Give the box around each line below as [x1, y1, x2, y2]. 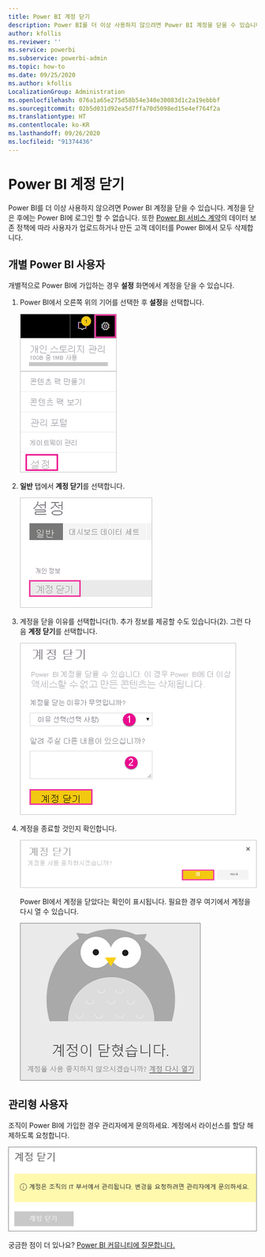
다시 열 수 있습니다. [19, 907, 79, 916]
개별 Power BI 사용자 [8, 258, 105, 272]
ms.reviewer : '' [8, 38, 62, 46]
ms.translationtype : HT [8, 113, 87, 121]
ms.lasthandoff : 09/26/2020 [8, 130, 101, 138]
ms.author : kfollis [8, 79, 73, 87]
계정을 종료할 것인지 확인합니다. [19, 823, 117, 833]
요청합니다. [35, 1131, 69, 1140]
